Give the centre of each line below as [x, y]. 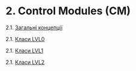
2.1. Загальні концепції [34, 27]
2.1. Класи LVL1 [25, 50]
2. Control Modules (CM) [68, 11]
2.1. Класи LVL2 [25, 62]
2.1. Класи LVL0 [25, 39]
